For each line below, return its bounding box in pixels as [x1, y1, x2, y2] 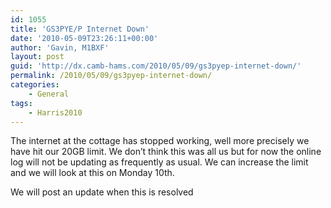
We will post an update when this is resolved [10, 186, 194, 198]
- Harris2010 [28, 107, 83, 118]
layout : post [10, 52, 65, 62]
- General [28, 89, 70, 99]
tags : [10, 98, 33, 108]
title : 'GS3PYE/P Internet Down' [10, 24, 150, 34]
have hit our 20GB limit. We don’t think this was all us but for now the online [10, 146, 322, 158]
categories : [10, 80, 60, 90]
